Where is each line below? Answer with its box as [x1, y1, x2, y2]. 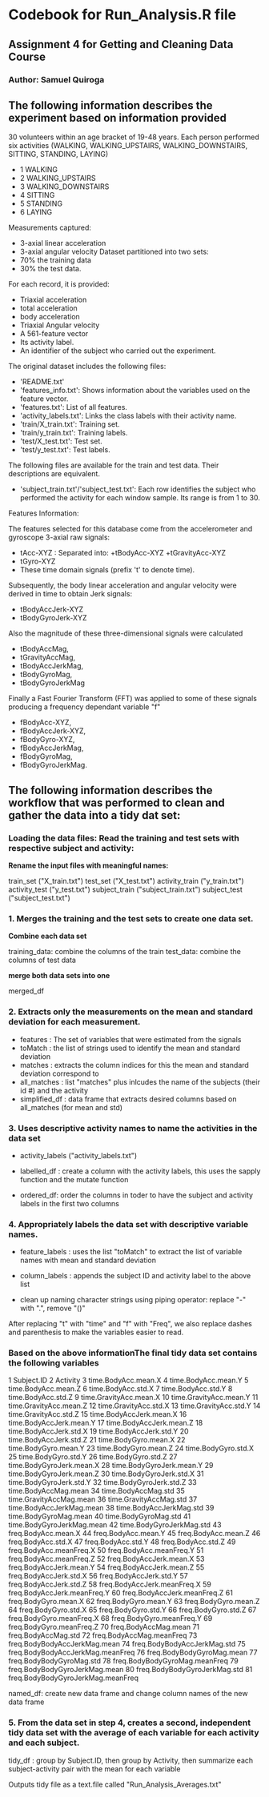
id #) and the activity [19, 1085, 89, 1095]
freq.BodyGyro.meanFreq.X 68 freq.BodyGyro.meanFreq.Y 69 [8, 1614, 213, 1623]
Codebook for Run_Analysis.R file [8, 6, 237, 24]
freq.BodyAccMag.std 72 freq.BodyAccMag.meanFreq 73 [8, 1631, 198, 1640]
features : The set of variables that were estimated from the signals [19, 1034, 242, 1044]
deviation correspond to [19, 1069, 100, 1078]
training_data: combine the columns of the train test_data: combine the [8, 947, 242, 957]
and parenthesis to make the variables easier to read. [8, 1327, 184, 1338]
